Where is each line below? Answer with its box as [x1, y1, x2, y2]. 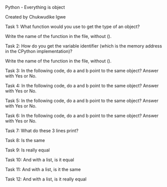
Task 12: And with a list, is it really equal [5, 176, 87, 182]
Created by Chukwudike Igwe [5, 14, 66, 19]
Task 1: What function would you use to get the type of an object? [5, 23, 140, 29]
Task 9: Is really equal [5, 147, 50, 153]
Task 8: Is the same [5, 137, 45, 143]
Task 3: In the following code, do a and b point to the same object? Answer [5, 67, 159, 73]
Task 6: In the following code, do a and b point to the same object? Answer [5, 112, 159, 118]
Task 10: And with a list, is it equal [5, 157, 74, 162]
